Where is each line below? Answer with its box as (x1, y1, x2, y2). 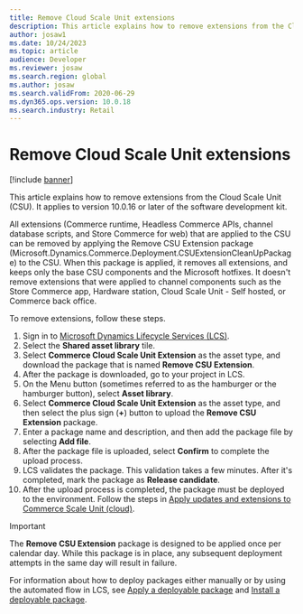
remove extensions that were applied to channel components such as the (9, 276, 282, 287)
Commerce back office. (9, 295, 97, 307)
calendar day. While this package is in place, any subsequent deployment (9, 548, 282, 559)
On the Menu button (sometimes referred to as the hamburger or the (22, 378, 277, 389)
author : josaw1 (9, 30, 67, 39)
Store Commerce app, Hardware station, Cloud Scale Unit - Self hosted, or (9, 286, 286, 297)
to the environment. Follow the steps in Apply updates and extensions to (22, 494, 291, 505)
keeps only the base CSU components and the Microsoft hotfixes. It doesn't (9, 267, 291, 278)
